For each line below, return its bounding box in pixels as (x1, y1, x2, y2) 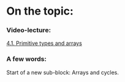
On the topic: (6, 4, 74, 18)
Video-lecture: (6, 26, 51, 35)
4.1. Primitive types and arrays (6, 39, 83, 47)
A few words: (6, 55, 47, 63)
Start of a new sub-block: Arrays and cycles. (6, 69, 119, 76)
